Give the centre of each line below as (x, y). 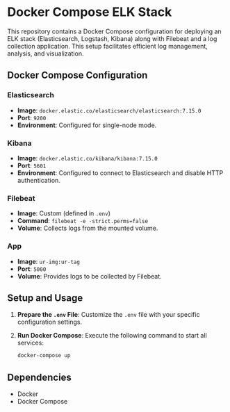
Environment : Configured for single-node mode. (87, 125)
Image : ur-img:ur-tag (48, 261)
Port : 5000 (32, 269)
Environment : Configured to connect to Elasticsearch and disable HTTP (120, 173)
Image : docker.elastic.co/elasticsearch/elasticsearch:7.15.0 (109, 110)
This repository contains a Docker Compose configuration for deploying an (114, 31)
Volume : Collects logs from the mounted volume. (88, 228)
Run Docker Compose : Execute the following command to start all (112, 336)
